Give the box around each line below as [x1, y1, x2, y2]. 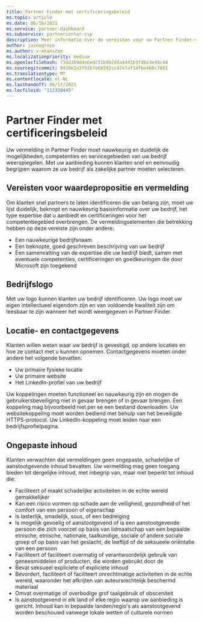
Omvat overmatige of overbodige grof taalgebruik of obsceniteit [14, 589, 174, 597]
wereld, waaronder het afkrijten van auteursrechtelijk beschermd [14, 577, 176, 584]
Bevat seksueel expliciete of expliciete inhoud [14, 564, 129, 571]
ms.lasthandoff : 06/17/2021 [6, 82, 77, 88]
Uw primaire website [14, 372, 66, 380]
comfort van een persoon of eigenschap [14, 506, 115, 513]
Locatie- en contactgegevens [6, 325, 119, 335]
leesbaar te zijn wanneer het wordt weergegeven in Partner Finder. [6, 308, 172, 316]
